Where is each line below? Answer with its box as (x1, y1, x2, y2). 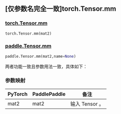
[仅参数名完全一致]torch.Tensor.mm (5, 4, 117, 13)
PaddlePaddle (32, 91, 66, 98)
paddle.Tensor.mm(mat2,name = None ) (5, 54, 77, 59)
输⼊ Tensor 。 (70, 101, 104, 108)
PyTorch (7, 91, 28, 98)
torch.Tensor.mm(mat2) (5, 31, 52, 36)
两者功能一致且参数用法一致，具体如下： (5, 63, 87, 69)
